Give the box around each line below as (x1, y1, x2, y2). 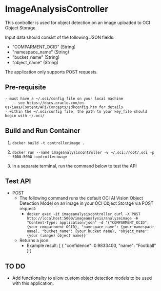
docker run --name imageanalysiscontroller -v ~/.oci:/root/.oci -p (12, 150, 155, 155)
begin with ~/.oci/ (5, 113, 45, 118)
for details (99, 104, 123, 110)
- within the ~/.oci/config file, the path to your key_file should (5, 109, 147, 114)
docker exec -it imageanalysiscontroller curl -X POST (26, 212, 141, 217)
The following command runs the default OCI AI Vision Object (19, 195, 143, 201)
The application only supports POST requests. (5, 69, 98, 74)
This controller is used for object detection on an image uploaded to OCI (5, 20, 150, 25)
